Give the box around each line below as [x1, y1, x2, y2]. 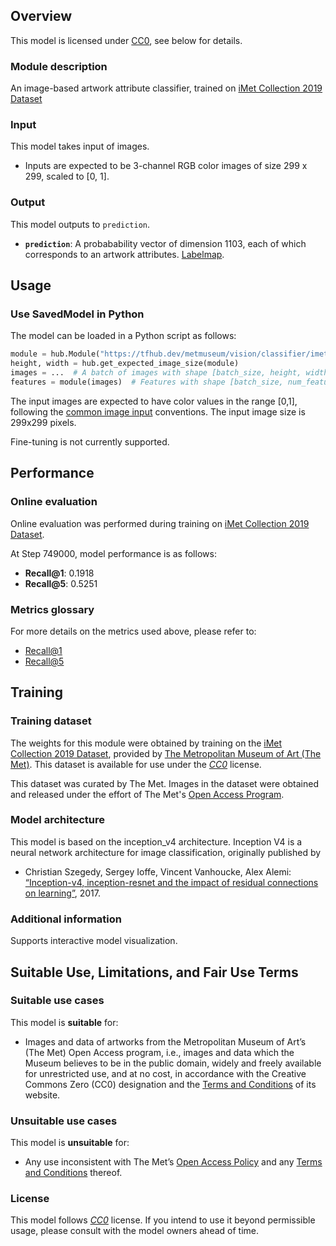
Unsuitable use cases [10, 1114, 118, 1128]
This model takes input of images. [10, 140, 150, 153]
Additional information [10, 912, 123, 926]
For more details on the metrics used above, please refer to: [10, 625, 257, 637]
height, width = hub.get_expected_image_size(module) [10, 359, 240, 369]
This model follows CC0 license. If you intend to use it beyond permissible [10, 1214, 316, 1226]
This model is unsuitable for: [10, 1137, 130, 1149]
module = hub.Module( [10, 349, 101, 359]
